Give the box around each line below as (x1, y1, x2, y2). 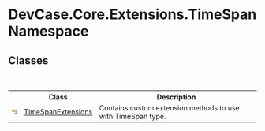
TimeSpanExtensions (23, 107, 93, 117)
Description (156, 92, 196, 102)
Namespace (8, 22, 89, 40)
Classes (8, 54, 49, 67)
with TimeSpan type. (99, 111, 166, 121)
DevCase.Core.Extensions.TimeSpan (8, 6, 257, 24)
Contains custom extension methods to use (99, 103, 240, 112)
